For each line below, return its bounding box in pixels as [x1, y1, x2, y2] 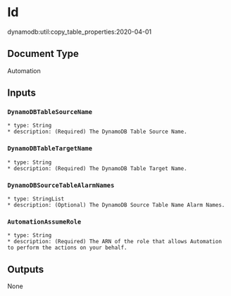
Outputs [7, 263, 44, 275]
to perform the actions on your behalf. [7, 244, 128, 252]
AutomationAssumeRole [7, 217, 82, 226]
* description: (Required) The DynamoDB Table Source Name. [7, 128, 188, 136]
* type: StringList [7, 195, 65, 202]
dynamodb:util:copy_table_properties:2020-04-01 [7, 27, 152, 36]
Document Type [7, 48, 79, 60]
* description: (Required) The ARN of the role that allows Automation [7, 238, 222, 245]
